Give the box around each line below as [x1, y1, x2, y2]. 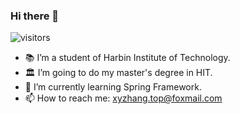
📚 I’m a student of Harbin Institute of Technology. [24, 52, 231, 64]
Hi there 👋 [10, 9, 60, 23]
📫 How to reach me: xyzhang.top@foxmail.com [24, 92, 223, 104]
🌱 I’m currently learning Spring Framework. [24, 81, 202, 93]
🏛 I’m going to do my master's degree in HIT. [24, 67, 213, 79]
